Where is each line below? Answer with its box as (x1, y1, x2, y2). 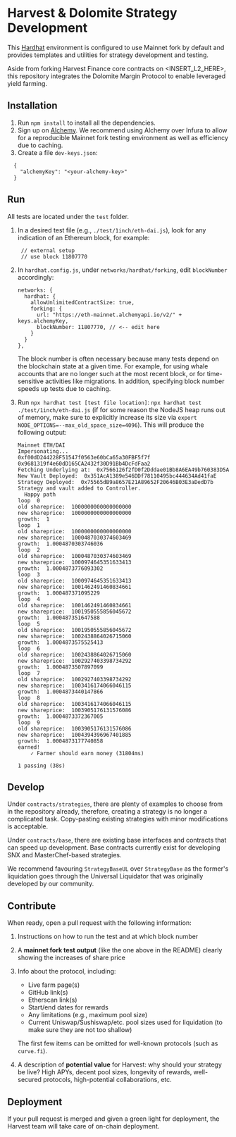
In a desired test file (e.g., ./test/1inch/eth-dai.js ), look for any (17, 225, 206, 234)
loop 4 (17, 595, 40, 603)
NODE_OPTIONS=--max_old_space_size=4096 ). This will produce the (17, 421, 204, 429)
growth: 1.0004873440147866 (17, 688, 104, 695)
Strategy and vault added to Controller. (17, 485, 141, 492)
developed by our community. (7, 879, 94, 888)
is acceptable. (7, 822, 48, 831)
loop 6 (17, 645, 40, 652)
